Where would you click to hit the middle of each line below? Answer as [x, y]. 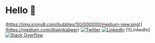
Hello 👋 [21, 10]
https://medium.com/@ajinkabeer [42, 29]
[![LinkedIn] [138, 29]
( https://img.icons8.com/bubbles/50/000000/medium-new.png [72, 24]
